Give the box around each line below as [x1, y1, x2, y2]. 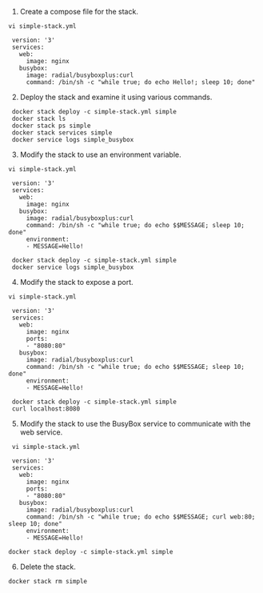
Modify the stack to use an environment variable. [19, 150, 181, 159]
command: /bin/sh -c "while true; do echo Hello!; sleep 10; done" [26, 78, 256, 86]
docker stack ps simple [11, 122, 91, 130]
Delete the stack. [19, 562, 76, 571]
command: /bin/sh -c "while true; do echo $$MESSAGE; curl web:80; [26, 513, 256, 521]
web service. [19, 427, 63, 437]
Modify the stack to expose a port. [19, 278, 133, 286]
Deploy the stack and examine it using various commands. [19, 92, 213, 102]
